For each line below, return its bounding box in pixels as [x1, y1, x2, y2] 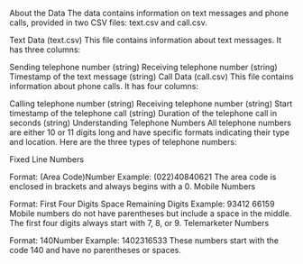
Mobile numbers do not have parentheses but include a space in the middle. [9, 208, 292, 219]
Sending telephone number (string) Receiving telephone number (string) [9, 62, 278, 72]
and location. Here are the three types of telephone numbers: [9, 137, 237, 147]
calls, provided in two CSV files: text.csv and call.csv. [9, 17, 207, 28]
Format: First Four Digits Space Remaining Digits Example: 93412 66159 [9, 198, 275, 209]
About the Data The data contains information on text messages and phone [9, 8, 289, 18]
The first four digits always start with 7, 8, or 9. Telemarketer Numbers [9, 218, 270, 228]
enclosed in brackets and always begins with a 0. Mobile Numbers [9, 181, 256, 192]
